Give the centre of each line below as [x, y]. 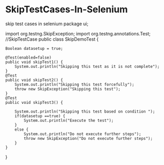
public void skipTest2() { [34, 80]
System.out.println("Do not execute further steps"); [83, 134]
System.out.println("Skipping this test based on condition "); [85, 112]
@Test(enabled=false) [29, 58]
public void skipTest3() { [34, 102]
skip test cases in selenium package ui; [47, 24]
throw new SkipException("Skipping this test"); [68, 89]
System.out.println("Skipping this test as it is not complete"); [87, 66]
